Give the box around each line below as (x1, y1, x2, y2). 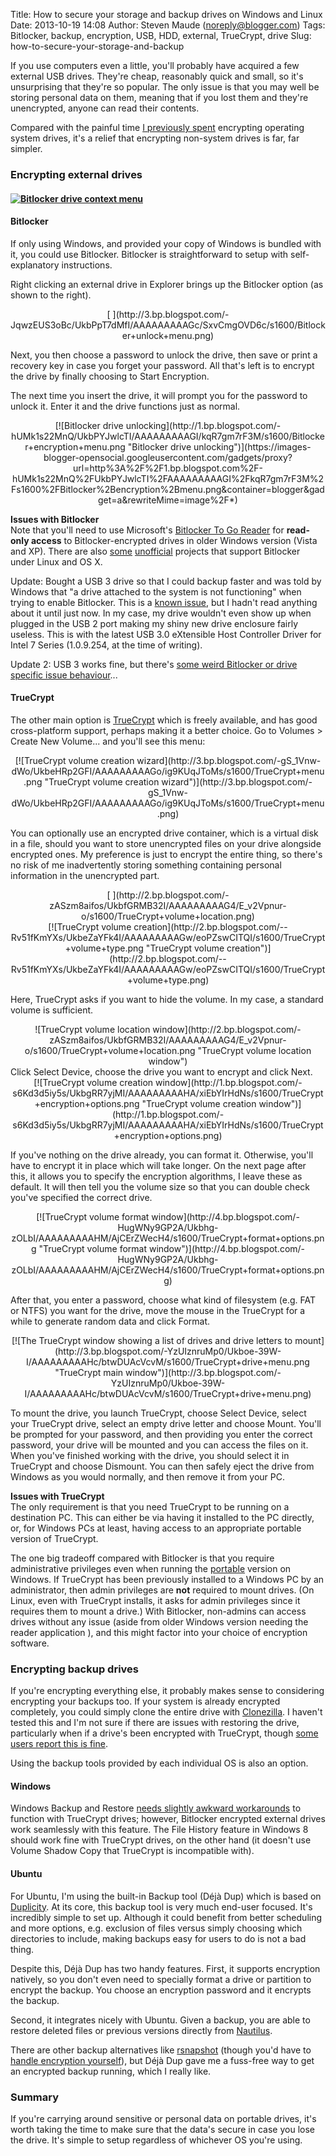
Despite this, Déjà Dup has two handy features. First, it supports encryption (10, 1962, 321, 1974)
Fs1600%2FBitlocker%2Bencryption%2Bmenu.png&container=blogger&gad (11, 483, 325, 495)
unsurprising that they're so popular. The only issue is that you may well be (10, 81, 320, 93)
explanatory (10, 259, 60, 271)
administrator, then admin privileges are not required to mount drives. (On (10, 1584, 315, 1596)
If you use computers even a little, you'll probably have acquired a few (10, 60, 300, 71)
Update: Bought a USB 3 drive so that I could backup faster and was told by (10, 575, 322, 587)
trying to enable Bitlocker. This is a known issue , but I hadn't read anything (10, 596, 318, 608)
